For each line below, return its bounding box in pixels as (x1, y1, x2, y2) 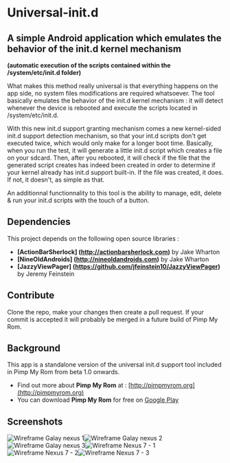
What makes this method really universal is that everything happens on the (7, 82, 218, 90)
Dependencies (7, 216, 71, 228)
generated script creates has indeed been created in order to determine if (7, 161, 216, 169)
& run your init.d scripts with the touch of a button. (7, 196, 150, 204)
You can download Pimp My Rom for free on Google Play (16, 396, 179, 404)
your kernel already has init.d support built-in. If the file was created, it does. (7, 169, 224, 176)
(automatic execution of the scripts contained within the (7, 61, 171, 69)
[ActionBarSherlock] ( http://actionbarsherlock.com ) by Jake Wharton (16, 248, 220, 256)
